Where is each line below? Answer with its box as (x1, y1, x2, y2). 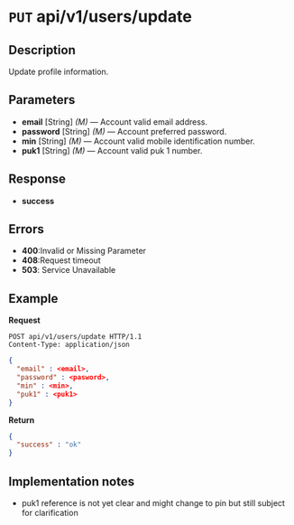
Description (8, 42, 76, 58)
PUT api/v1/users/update (8, 6, 193, 27)
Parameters (8, 92, 76, 108)
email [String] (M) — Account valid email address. (21, 116, 208, 127)
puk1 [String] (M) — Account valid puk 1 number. (21, 145, 203, 155)
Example (8, 291, 59, 306)
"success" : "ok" (16, 440, 82, 449)
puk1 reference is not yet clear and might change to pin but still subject (21, 497, 286, 508)
